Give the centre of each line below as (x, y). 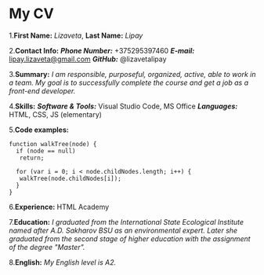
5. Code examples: (39, 130)
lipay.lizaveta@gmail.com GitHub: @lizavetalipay (88, 59)
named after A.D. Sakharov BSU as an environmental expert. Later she (123, 230)
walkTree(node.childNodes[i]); (71, 178)
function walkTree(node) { (53, 144)
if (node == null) (46, 151)
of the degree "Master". (47, 247)
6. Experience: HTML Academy (59, 207)
